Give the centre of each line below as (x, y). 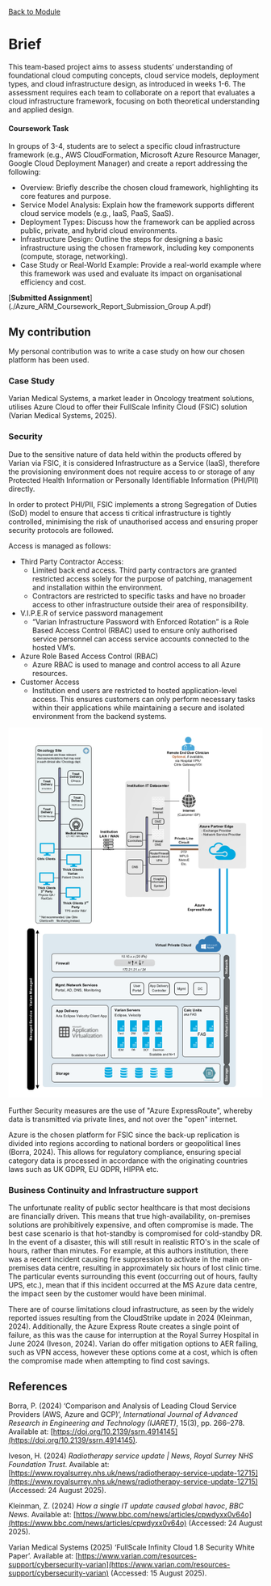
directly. (22, 488)
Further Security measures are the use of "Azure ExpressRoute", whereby (130, 1110)
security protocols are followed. (61, 530)
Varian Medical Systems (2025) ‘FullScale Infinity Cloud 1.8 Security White (132, 1547)
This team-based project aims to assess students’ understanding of (121, 66)
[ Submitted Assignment (49, 298)
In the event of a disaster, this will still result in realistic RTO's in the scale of (134, 1242)
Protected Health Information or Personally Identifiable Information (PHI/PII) (134, 480)
